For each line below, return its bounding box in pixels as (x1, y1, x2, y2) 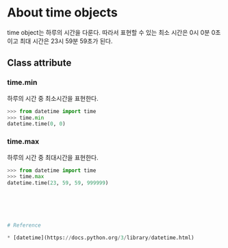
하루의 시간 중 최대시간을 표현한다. (7, 153, 99, 162)
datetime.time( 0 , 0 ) (7, 121, 66, 127)
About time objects (7, 5, 118, 21)
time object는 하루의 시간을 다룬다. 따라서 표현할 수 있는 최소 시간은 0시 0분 (7, 28, 210, 36)
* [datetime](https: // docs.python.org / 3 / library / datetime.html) (7, 234, 194, 241)
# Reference (7, 222, 41, 229)
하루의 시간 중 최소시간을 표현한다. (7, 94, 99, 102)
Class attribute (7, 57, 72, 69)
